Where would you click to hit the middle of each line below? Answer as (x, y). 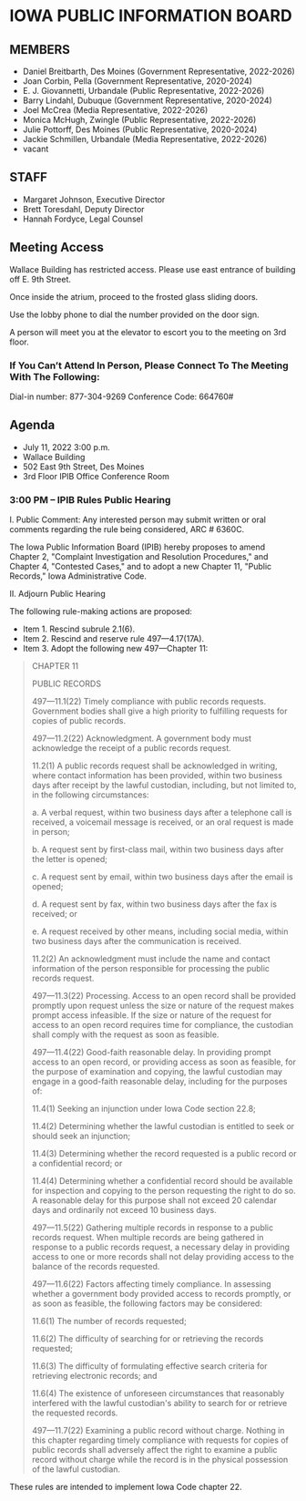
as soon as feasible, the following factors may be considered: (147, 1303)
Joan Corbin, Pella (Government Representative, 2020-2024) (138, 81)
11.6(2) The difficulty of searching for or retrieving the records (148, 1339)
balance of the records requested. (96, 1267)
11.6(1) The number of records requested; (109, 1321)
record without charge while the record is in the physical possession (160, 1460)
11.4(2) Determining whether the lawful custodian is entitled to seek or (163, 1126)
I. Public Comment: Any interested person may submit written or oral (138, 519)
